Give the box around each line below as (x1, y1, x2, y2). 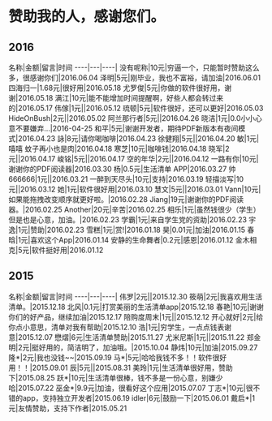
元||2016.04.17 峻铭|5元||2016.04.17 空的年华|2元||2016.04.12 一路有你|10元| (8, 154, 259, 163)
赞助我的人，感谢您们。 (8, 7, 166, 26)
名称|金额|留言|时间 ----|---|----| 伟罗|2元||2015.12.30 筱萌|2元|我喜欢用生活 (8, 291, 263, 301)
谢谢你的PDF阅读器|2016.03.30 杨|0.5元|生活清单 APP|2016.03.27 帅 (8, 164, 236, 174)
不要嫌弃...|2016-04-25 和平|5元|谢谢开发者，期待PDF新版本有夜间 (15, 123, 239, 133)
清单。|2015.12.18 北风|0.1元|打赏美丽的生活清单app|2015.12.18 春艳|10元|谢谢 (8, 302, 264, 311)
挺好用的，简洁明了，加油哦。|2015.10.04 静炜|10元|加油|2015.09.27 (31, 342, 258, 352)
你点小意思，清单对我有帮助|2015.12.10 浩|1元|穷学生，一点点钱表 (8, 322, 225, 332)
